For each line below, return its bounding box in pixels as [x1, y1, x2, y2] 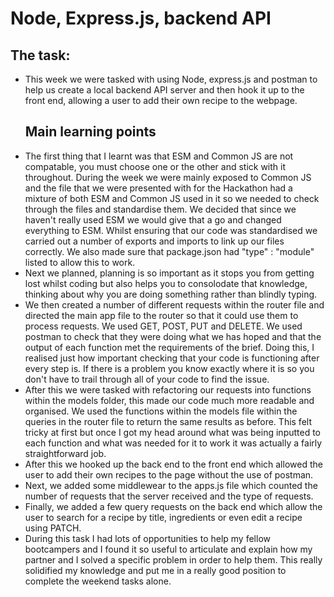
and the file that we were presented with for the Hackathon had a [24, 182, 293, 194]
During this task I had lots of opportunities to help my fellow [24, 532, 271, 544]
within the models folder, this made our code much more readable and [24, 394, 315, 406]
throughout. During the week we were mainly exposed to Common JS [24, 171, 312, 183]
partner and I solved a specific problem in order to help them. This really [24, 553, 323, 566]
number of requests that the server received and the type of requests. [24, 490, 314, 502]
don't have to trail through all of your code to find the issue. [24, 373, 270, 385]
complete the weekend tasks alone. [24, 575, 172, 587]
